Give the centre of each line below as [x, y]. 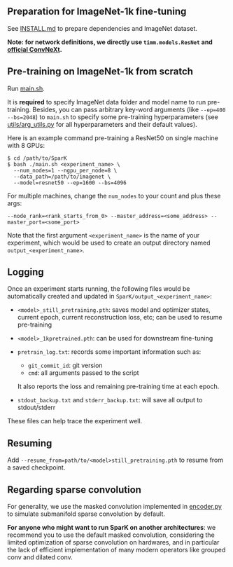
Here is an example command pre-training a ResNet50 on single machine [113, 138]
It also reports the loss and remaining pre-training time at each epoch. [118, 387]
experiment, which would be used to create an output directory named [109, 242]
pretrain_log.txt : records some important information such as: [109, 352]
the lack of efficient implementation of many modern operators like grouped [116, 550]
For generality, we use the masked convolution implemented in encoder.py [115, 507]
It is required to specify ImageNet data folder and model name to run [107, 102]
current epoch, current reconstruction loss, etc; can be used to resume [120, 317]
